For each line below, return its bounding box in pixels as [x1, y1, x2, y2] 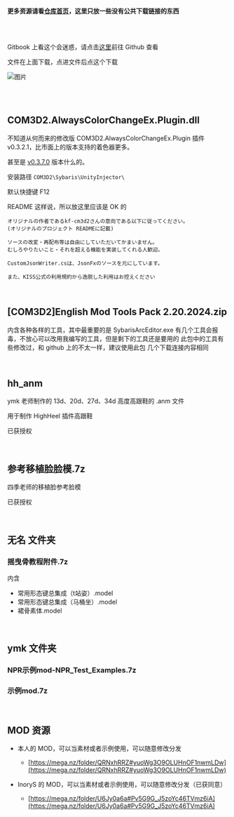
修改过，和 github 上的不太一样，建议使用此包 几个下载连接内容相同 [13, 343, 209, 352]
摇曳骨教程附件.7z [7, 557, 69, 566]
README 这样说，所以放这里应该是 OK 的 [7, 202, 128, 211]
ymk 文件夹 [7, 642, 57, 655]
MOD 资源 [7, 724, 50, 736]
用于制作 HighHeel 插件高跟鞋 [7, 412, 93, 420]
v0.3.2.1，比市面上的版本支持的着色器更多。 [7, 142, 134, 151]
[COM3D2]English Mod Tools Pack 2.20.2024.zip [7, 306, 228, 318]
